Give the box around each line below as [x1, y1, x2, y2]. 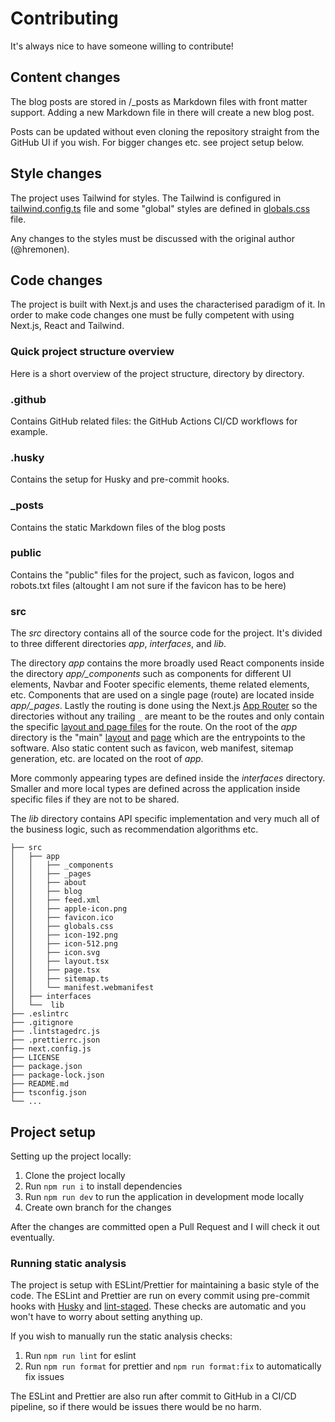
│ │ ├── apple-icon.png [10, 904, 128, 914]
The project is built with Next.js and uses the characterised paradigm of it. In [10, 298, 326, 311]
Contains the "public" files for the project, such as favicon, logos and [10, 568, 295, 581]
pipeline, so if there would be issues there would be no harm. [10, 1401, 262, 1413]
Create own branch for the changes [24, 1201, 172, 1213]
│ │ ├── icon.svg [10, 948, 101, 958]
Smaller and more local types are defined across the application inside [10, 783, 301, 795]
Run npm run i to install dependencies [24, 1180, 183, 1192]
